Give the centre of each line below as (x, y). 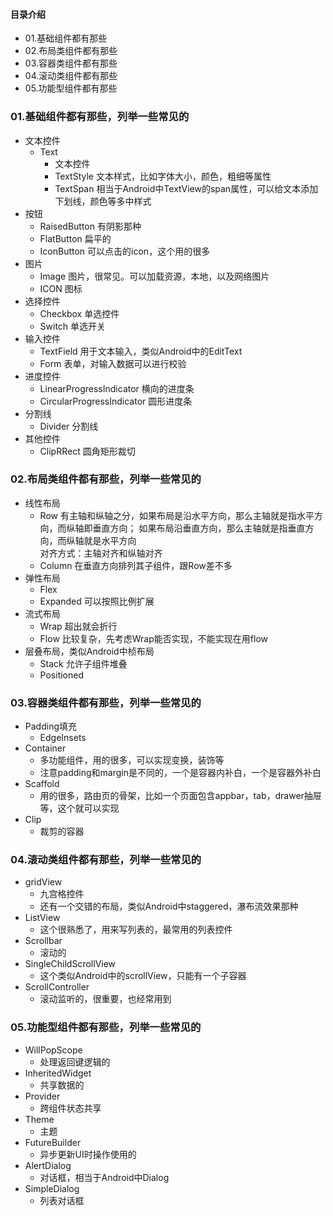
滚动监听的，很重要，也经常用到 (105, 999)
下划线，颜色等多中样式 (103, 201)
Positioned (62, 675)
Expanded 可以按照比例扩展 (97, 601)
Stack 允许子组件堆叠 (83, 663)
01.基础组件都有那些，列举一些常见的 (100, 117)
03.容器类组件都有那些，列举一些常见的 (106, 702)
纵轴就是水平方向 (101, 540)
